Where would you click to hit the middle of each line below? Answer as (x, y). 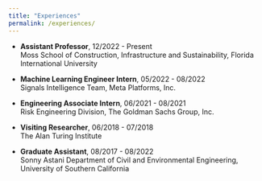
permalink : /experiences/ (52, 23)
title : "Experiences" (45, 16)
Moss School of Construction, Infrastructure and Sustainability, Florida (137, 55)
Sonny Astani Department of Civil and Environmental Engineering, (129, 160)
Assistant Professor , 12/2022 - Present (86, 46)
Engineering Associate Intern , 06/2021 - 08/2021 (103, 103)
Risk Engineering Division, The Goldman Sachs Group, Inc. (117, 111)
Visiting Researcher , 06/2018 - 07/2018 (87, 127)
